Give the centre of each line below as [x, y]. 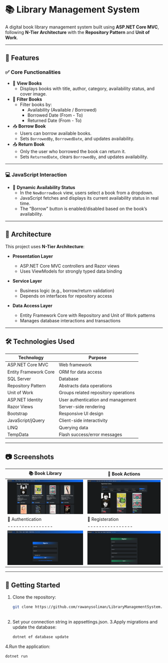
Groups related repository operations [97, 393]
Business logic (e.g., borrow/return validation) [67, 290]
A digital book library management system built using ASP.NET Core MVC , [82, 27]
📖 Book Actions [124, 474]
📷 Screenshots [29, 457]
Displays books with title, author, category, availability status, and [87, 89]
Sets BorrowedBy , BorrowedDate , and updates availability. [77, 139]
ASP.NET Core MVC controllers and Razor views [70, 266]
